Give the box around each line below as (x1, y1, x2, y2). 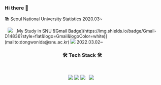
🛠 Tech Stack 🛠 (62, 52, 102, 59)
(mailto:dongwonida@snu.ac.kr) (4, 39, 70, 45)
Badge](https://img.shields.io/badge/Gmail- (68, 28, 157, 34)
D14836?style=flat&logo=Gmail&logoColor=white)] (4, 33, 107, 39)
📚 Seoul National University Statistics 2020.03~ (4, 16, 103, 22)
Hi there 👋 (4, 4, 29, 11)
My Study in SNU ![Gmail (16, 28, 67, 34)
